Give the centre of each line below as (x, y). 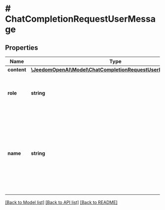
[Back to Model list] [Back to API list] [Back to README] (61, 202)
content (17, 70)
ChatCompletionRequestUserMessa (80, 19)
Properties (22, 47)
